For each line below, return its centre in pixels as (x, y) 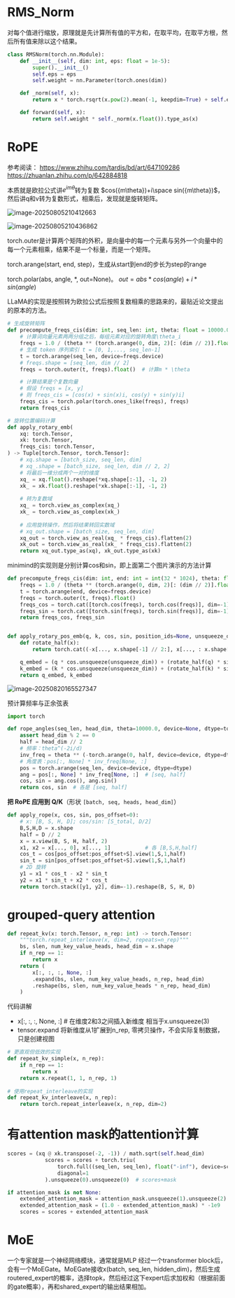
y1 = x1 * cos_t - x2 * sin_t (64, 874)
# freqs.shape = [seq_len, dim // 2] (75, 363)
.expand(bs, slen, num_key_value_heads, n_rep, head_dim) (119, 979)
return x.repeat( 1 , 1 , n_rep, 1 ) (69, 1078)
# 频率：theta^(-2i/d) (51, 749)
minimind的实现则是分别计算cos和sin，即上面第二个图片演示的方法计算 (109, 566)
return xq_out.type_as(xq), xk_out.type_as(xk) (90, 551)
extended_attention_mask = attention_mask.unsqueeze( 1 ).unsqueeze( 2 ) (123, 1199)
